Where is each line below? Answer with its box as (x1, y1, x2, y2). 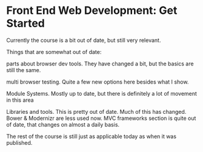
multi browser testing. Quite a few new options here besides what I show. (6, 78, 189, 85)
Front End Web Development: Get (6, 4, 178, 18)
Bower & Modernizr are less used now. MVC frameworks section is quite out (6, 114, 196, 122)
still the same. (6, 66, 41, 73)
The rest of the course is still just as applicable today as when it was (6, 133, 177, 140)
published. (6, 139, 33, 146)
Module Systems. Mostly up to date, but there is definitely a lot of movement (6, 90, 197, 97)
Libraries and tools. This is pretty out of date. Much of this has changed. (6, 108, 187, 115)
